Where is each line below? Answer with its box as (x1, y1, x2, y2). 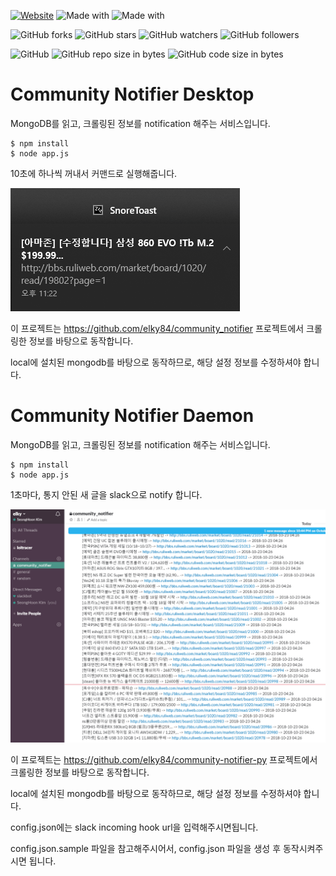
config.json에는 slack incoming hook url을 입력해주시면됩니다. (10, 821, 259, 833)
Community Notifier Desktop (10, 83, 255, 106)
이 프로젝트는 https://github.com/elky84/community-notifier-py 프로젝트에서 (10, 753, 318, 765)
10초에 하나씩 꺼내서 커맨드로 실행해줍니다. (10, 167, 178, 179)
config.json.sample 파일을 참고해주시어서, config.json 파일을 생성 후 (10, 842, 282, 854)
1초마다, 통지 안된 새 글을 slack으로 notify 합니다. (10, 488, 203, 500)
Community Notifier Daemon (10, 405, 255, 427)
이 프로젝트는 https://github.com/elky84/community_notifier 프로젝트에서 (10, 322, 305, 334)
